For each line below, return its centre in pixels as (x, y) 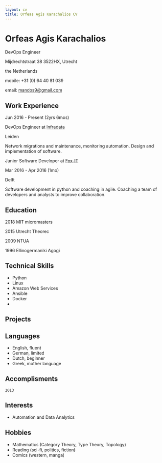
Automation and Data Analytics (43, 417)
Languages (23, 336)
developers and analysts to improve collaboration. (56, 195)
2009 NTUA (17, 241)
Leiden (12, 137)
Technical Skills (30, 266)
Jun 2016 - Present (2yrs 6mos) (37, 117)
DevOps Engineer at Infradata (35, 127)
